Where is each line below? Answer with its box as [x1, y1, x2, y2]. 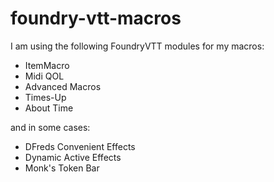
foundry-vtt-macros [10, 7, 182, 30]
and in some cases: [10, 121, 91, 133]
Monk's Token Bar [24, 162, 100, 174]
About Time [24, 102, 74, 114]
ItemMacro [24, 59, 70, 71]
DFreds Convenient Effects [24, 140, 136, 152]
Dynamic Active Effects [24, 151, 122, 163]
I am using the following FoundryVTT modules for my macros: [10, 40, 265, 52]
